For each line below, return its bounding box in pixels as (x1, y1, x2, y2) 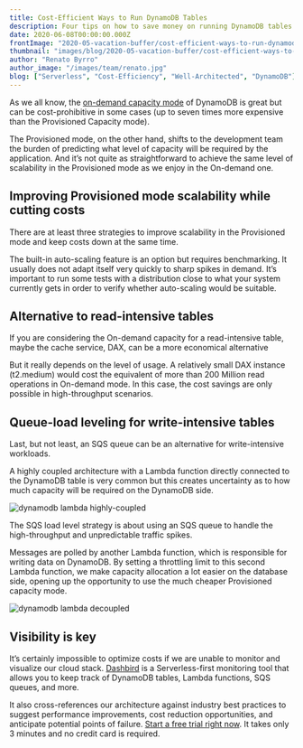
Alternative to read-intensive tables (9, 308, 215, 323)
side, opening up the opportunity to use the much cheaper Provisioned (9, 575, 272, 587)
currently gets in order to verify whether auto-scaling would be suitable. (9, 282, 277, 294)
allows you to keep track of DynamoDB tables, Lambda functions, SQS (9, 672, 271, 683)
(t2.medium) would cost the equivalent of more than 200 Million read (9, 369, 265, 380)
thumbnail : (9, 47, 50, 56)
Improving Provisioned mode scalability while (9, 189, 271, 204)
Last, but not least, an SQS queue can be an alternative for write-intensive (9, 439, 284, 450)
